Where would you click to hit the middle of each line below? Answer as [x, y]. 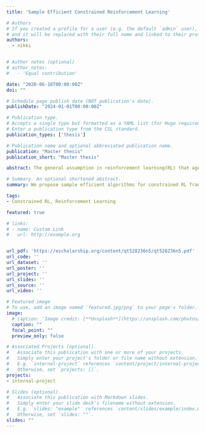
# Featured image [28, 302]
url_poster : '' [26, 268]
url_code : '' [23, 257]
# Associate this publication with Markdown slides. [77, 398]
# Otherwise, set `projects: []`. [53, 370]
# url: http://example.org [43, 235]
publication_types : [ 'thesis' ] [46, 135]
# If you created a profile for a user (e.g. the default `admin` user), [102, 29]
